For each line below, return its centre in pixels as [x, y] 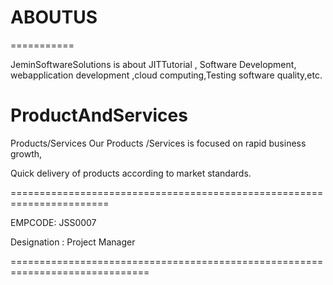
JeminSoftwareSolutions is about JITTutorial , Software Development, [153, 64]
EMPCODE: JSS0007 [53, 222]
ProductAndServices [99, 115]
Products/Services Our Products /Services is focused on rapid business [158, 143]
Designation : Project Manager [73, 242]
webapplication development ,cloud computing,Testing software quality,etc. [166, 75]
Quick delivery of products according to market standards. [131, 173]
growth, [26, 153]
